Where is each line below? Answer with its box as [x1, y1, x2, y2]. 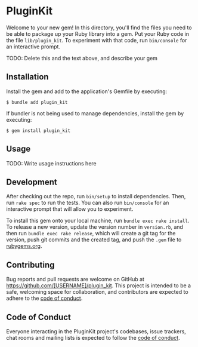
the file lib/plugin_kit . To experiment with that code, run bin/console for [6, 36, 187, 44]
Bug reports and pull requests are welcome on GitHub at [6, 276, 145, 283]
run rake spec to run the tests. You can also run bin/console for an [6, 199, 169, 207]
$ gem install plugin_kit [6, 127, 70, 134]
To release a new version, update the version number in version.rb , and [6, 223, 184, 231]
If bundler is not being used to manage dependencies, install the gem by [6, 109, 184, 117]
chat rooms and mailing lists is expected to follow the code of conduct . [6, 334, 180, 341]
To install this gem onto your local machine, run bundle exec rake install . [6, 217, 190, 225]
